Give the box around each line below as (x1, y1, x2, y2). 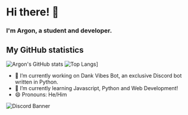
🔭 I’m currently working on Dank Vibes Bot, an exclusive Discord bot (14, 72, 182, 79)
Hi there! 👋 (6, 5, 59, 19)
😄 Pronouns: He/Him (14, 91, 67, 98)
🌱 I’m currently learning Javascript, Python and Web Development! (14, 84, 178, 91)
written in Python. (14, 78, 58, 85)
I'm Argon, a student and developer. (6, 27, 112, 35)
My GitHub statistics (6, 44, 84, 55)
